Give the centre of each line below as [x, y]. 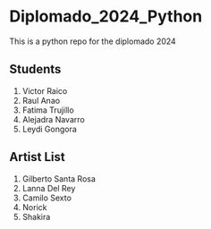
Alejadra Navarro [53, 119]
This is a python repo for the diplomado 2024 [93, 41]
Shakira [36, 216]
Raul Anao [41, 100]
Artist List [37, 157]
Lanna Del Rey [49, 188]
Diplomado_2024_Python [106, 17]
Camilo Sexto [46, 198]
